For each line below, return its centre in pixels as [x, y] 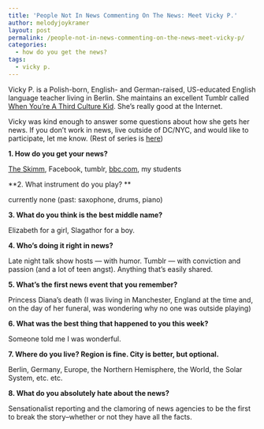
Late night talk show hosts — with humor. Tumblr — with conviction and [125, 261]
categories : [28, 45]
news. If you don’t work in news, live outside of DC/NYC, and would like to [128, 130]
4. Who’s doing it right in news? [61, 245]
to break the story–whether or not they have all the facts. [100, 416]
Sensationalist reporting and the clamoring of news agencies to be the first [129, 408]
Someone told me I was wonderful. [65, 339]
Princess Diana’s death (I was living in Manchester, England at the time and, [131, 299]
